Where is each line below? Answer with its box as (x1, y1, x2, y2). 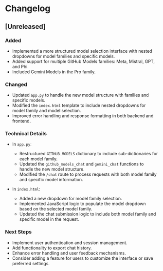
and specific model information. (19, 177, 84, 183)
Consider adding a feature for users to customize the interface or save (12, 255, 153, 261)
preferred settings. (12, 260, 50, 266)
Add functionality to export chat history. (12, 245, 92, 250)
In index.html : (12, 186, 40, 192)
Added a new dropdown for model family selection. (19, 196, 123, 202)
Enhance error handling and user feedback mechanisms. (12, 250, 126, 256)
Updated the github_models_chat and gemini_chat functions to (19, 161, 144, 167)
